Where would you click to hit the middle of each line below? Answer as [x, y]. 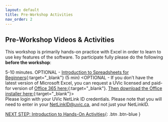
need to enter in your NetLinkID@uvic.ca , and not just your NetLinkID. [77, 104]
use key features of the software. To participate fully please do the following [84, 57]
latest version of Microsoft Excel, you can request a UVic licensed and [78, 83]
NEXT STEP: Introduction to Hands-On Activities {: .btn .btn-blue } [73, 114]
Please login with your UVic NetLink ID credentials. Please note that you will [83, 99]
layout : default [22, 10]
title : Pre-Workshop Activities [39, 15]
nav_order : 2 [19, 19]
